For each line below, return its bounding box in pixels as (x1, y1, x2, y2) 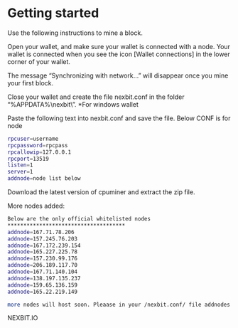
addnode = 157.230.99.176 (7, 255, 78, 263)
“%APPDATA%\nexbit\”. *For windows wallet (7, 100, 139, 108)
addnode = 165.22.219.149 (7, 288, 78, 295)
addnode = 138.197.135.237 (7, 275, 81, 282)
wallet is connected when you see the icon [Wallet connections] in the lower (7, 50, 231, 58)
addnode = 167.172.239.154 (7, 242, 81, 249)
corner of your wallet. (7, 57, 71, 65)
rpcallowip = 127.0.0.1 (7, 148, 72, 156)
